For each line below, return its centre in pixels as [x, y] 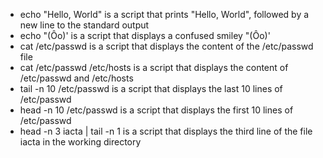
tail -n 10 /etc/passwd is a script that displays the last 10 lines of [151, 88]
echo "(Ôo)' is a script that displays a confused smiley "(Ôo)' [145, 35]
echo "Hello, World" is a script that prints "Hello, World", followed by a [164, 14]
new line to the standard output [84, 25]
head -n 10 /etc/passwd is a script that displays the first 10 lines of [156, 110]
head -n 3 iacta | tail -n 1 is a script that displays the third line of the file [166, 131]
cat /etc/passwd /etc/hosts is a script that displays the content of [154, 67]
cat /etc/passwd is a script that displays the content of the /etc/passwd [166, 46]
